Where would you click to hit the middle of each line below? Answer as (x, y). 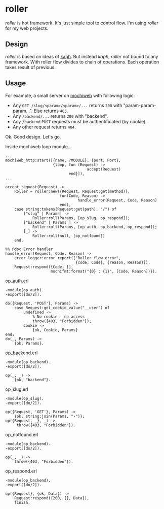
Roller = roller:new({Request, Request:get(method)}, (72, 191)
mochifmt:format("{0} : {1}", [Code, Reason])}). (104, 271)
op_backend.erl (22, 353)
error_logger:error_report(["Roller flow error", (68, 258)
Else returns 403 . (51, 111)
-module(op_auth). (25, 290)
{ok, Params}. (29, 343)
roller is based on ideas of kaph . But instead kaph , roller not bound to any (82, 56)
